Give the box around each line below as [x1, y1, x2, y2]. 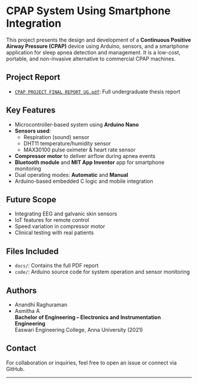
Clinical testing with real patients [14, 229, 94, 236]
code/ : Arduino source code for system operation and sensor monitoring [14, 268, 190, 276]
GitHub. [6, 365, 25, 372]
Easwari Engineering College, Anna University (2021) [14, 327, 143, 333]
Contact [6, 343, 37, 353]
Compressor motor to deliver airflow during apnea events [14, 152, 156, 159]
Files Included [6, 246, 59, 256]
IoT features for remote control [14, 217, 90, 224]
